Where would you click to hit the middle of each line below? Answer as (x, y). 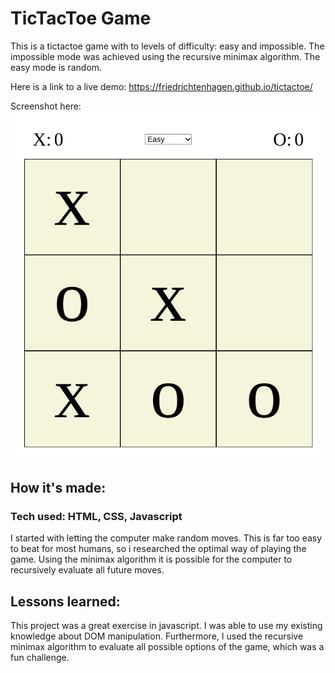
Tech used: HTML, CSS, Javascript (96, 517)
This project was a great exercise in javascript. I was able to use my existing (166, 626)
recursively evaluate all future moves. (87, 570)
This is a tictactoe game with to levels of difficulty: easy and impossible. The (167, 46)
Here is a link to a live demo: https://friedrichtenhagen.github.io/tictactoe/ (161, 86)
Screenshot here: (46, 106)
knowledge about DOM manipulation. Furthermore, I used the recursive (157, 636)
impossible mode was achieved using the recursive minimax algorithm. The (165, 56)
